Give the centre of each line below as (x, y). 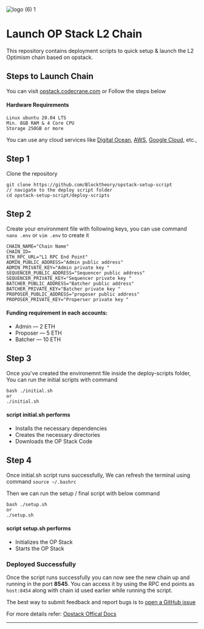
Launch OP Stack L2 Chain (74, 34)
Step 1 (18, 159)
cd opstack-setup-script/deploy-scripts (58, 195)
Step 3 (19, 359)
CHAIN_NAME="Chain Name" (38, 246)
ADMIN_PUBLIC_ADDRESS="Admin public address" (65, 262)
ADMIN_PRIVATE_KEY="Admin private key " (58, 268)
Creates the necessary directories (57, 434)
